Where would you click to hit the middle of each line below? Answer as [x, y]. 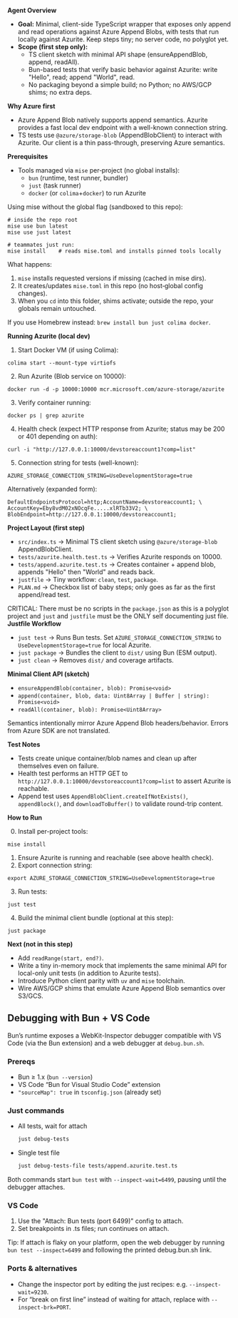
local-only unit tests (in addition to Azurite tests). [89, 973]
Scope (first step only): [52, 47]
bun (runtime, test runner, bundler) [78, 178]
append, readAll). [54, 62]
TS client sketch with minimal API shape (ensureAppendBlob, [118, 54]
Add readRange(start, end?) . [61, 958]
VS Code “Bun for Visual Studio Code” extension [89, 1085]
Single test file [39, 1153]
